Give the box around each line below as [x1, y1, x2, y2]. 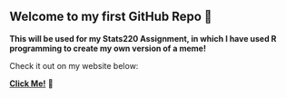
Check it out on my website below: [9, 60, 139, 71]
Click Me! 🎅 [9, 78, 54, 89]
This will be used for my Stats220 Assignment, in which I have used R [9, 33, 277, 44]
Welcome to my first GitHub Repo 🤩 [9, 9, 212, 24]
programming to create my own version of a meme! [9, 43, 207, 54]
